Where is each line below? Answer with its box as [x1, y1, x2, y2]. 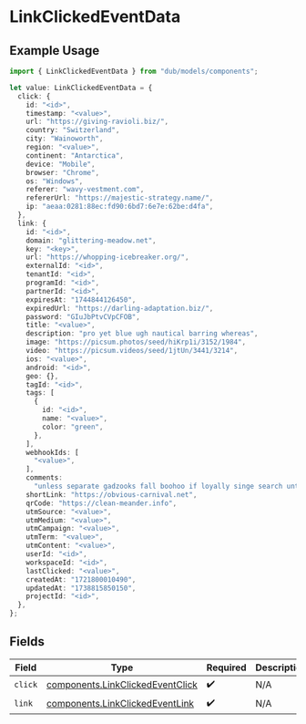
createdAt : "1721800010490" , [25, 574, 137, 584]
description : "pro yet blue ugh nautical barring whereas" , [25, 329, 259, 338]
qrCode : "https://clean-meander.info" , [25, 499, 178, 508]
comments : [25, 473, 64, 482]
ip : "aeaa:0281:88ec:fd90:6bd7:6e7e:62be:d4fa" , [25, 202, 214, 212]
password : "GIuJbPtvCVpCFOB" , [25, 312, 141, 321]
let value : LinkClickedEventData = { [9, 83, 153, 92]
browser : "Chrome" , [25, 168, 100, 177]
